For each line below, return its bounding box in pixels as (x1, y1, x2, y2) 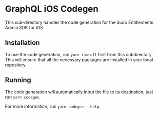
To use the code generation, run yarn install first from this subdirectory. (5, 51, 153, 57)
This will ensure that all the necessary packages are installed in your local (5, 57, 153, 63)
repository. (5, 62, 27, 67)
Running (5, 76, 32, 84)
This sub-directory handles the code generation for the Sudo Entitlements (5, 19, 154, 25)
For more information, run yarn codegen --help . (5, 103, 100, 109)
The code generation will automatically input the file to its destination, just (5, 89, 154, 95)
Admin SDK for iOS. (5, 24, 45, 30)
